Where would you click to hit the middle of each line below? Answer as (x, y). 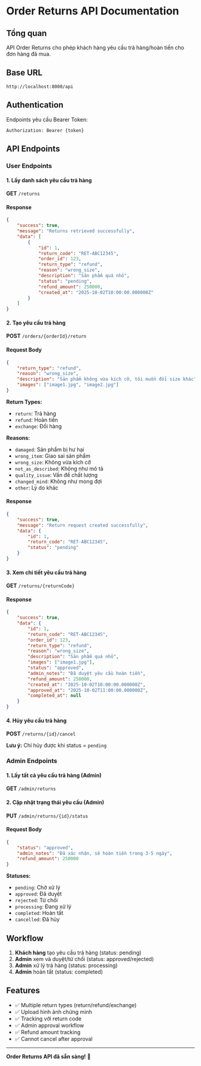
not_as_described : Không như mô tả (59, 469)
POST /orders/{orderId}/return (46, 336)
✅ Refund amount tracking (48, 1032)
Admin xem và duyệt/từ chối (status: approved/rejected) (84, 959)
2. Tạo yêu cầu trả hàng (36, 323)
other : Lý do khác (36, 488)
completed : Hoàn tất (39, 913)
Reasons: (18, 438)
